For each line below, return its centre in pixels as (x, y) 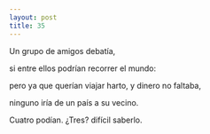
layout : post (33, 17)
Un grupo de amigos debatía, (62, 51)
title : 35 (27, 26)
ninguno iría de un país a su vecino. (74, 102)
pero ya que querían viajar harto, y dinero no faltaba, (105, 85)
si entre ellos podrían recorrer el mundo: (83, 68)
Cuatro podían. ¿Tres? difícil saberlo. (76, 120)
